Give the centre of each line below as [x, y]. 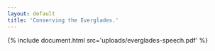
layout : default [31, 14]
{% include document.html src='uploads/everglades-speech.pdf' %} [108, 40]
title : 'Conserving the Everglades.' [63, 20]
